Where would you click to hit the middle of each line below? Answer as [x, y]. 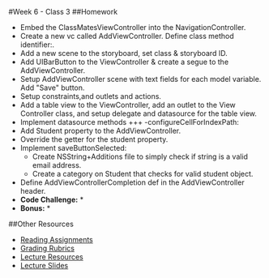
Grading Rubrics [47, 248]
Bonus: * [35, 208]
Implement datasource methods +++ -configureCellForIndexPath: [129, 122]
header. [33, 191]
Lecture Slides [44, 265]
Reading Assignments [56, 240]
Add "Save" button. [52, 88]
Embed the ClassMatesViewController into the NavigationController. [133, 27]
